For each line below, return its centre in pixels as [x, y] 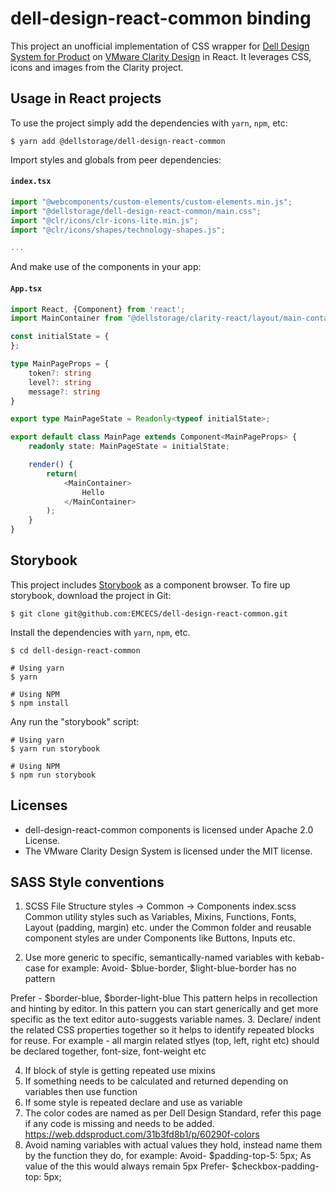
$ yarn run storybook [55, 748]
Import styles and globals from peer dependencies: [116, 159]
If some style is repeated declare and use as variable [133, 1103]
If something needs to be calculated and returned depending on [156, 1081]
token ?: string [60, 373]
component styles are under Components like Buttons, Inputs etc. [160, 938]
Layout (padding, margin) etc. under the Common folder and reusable [168, 928]
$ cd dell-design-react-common [75, 650]
